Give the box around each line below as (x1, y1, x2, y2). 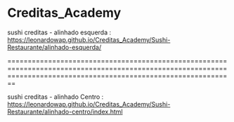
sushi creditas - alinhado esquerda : (7, 28, 112, 36)
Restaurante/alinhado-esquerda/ (7, 43, 102, 51)
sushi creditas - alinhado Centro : (7, 93, 104, 101)
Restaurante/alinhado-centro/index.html (7, 107, 123, 116)
